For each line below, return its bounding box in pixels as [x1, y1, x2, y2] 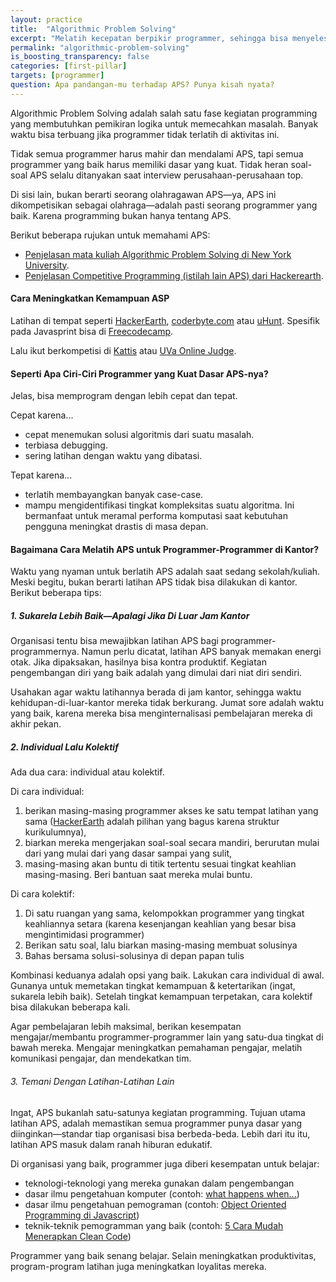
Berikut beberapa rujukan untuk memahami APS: [10, 229, 211, 241]
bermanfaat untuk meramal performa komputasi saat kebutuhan [24, 510, 288, 522]
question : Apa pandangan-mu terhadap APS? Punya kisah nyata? [10, 80, 275, 90]
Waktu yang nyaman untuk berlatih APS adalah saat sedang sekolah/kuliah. [10, 566, 321, 578]
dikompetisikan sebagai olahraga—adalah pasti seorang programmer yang [10, 199, 318, 211]
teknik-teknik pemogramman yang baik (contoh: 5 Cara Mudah [24, 1219, 284, 1231]
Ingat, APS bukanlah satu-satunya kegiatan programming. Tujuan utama [10, 1106, 306, 1118]
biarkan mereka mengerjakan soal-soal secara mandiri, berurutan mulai [24, 837, 320, 849]
